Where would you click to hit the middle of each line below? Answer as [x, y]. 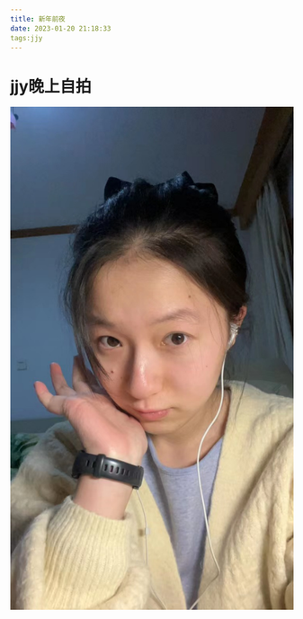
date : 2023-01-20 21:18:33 [61, 28]
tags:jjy [27, 38]
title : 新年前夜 [38, 19]
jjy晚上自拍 [51, 86]
